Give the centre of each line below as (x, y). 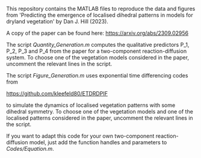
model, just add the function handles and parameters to (98, 142)
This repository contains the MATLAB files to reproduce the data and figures (101, 9)
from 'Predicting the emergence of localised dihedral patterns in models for (100, 15)
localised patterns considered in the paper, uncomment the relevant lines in (100, 118)
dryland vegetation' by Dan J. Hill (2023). (57, 21)
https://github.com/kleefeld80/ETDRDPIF (57, 93)
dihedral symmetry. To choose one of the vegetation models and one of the (100, 111)
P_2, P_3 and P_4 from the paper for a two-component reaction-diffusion (97, 51)
